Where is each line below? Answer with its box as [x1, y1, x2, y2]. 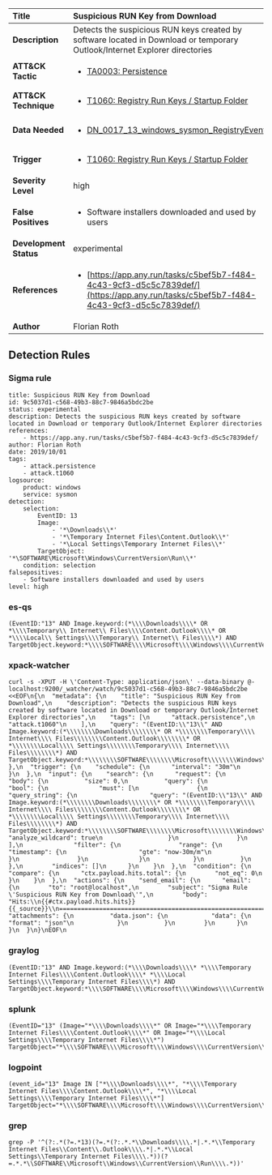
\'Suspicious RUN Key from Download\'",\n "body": [8, 891, 208, 899]
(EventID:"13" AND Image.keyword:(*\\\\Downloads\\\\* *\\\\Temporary [8, 963, 252, 972]
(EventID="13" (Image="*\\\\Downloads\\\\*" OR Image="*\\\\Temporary [8, 1021, 252, 1030]
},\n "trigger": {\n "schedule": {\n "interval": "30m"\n [8, 763, 241, 771]
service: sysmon [23, 490, 79, 498]
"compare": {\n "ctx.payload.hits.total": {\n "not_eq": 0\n [8, 869, 263, 878]
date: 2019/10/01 [8, 447, 67, 456]
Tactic [12, 70, 37, 82]
